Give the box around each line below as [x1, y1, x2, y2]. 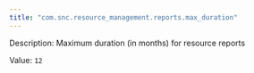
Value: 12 [9, 54, 43, 65]
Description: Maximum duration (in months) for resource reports [9, 37, 246, 48]
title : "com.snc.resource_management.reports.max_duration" [9, 12, 239, 22]
